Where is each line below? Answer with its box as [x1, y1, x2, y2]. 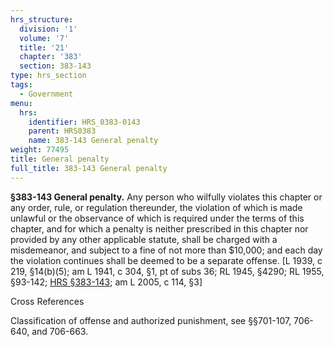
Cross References [10, 295, 85, 307]
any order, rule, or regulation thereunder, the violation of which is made [10, 201, 303, 213]
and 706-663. [31, 325, 89, 337]
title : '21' [19, 42, 70, 53]
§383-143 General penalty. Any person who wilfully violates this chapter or [10, 191, 323, 203]
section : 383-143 [19, 61, 92, 71]
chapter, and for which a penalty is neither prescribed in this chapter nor [10, 222, 309, 235]
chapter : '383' [19, 52, 83, 62]
